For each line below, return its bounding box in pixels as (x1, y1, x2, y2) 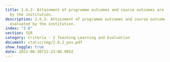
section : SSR (5, 30, 33, 35)
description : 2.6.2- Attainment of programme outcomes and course (5, 16, 148, 21)
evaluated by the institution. (10, 21, 76, 26)
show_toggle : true (5, 44, 44, 49)
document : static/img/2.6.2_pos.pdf (5, 40, 82, 45)
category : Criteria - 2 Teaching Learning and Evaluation (5, 35, 130, 40)
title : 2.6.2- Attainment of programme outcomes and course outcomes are (5, 7, 164, 12)
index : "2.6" (5, 26, 33, 31)
